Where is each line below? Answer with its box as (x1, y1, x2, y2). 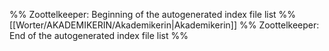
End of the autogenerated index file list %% (9, 30, 189, 41)
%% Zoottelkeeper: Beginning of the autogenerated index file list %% (9, 9, 297, 20)
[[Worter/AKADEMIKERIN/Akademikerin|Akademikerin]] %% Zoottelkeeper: (9, 19, 320, 31)
